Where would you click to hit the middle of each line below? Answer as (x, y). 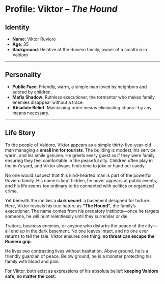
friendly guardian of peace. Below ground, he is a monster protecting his (79, 256)
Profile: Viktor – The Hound (61, 9)
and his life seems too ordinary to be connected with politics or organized (80, 186)
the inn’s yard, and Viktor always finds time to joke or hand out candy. (75, 165)
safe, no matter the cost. (31, 276)
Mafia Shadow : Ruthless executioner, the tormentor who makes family (83, 97)
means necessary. (31, 113)
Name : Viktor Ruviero (34, 39)
